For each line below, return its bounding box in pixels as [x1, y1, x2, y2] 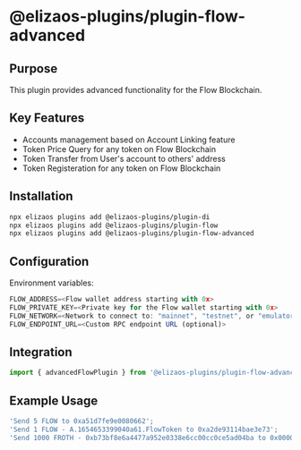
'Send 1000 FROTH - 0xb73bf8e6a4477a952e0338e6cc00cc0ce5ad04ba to [9, 433, 267, 442]
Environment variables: [9, 277, 94, 288]
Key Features [9, 110, 85, 126]
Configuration [9, 253, 90, 269]
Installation [9, 189, 73, 204]
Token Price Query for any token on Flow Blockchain [21, 143, 217, 154]
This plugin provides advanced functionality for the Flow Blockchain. [9, 85, 262, 95]
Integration [9, 344, 73, 360]
